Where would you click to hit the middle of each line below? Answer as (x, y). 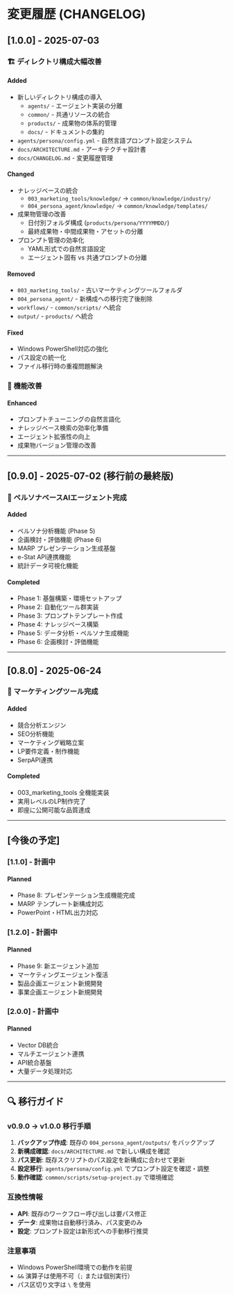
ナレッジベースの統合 (48, 190)
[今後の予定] (34, 840)
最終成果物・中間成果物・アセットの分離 (85, 231)
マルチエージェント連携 (51, 1054)
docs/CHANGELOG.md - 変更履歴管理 (65, 158)
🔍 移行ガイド (36, 1102)
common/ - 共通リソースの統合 (69, 114)
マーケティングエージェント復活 (63, 974)
